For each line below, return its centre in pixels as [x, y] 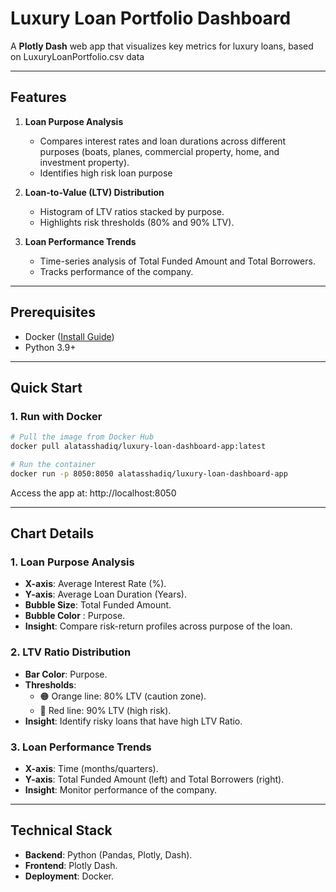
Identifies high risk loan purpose [106, 173]
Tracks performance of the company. [116, 271]
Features [38, 97]
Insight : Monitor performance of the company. [120, 790]
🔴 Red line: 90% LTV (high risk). [105, 710]
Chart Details [52, 533]
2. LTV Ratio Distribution [71, 652]
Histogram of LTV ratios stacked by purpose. [132, 211]
